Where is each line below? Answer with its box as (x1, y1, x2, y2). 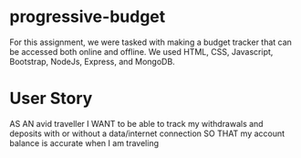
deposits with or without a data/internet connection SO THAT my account (9, 128, 285, 139)
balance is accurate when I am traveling (9, 137, 160, 148)
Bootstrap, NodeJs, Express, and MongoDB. (9, 56, 175, 67)
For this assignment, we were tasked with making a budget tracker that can (9, 37, 292, 47)
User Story (9, 89, 93, 109)
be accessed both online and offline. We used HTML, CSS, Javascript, (9, 46, 274, 57)
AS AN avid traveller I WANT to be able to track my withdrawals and (9, 118, 264, 129)
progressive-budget (9, 6, 166, 27)
